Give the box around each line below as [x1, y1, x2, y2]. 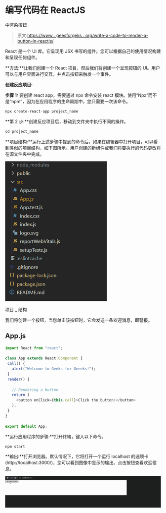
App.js [5, 332, 26, 340]
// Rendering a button [11, 387, 58, 392]
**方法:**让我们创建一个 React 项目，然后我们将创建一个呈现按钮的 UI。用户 [5, 65, 161, 71]
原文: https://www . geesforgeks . [17, 32, 84, 38]
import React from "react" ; [5, 345, 63, 350]
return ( [11, 393, 30, 398]
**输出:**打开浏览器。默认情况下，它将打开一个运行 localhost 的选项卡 [5, 454, 149, 459]
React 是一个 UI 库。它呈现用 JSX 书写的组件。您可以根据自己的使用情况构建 [5, 48, 161, 54]
